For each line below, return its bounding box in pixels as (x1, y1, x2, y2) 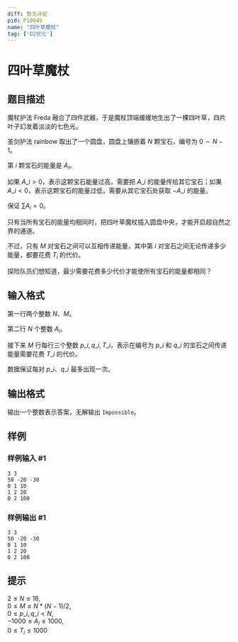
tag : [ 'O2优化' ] (7, 30, 53, 38)
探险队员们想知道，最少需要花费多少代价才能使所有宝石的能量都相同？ (7, 266, 212, 275)
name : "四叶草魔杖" (7, 23, 59, 30)
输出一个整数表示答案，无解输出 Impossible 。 (7, 408, 140, 417)
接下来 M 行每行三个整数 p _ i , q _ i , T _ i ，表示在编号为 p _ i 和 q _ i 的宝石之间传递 (7, 341, 227, 349)
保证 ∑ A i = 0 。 (7, 201, 50, 211)
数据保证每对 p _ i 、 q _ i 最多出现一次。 (7, 365, 115, 373)
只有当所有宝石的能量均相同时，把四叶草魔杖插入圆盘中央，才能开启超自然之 (7, 218, 231, 226)
